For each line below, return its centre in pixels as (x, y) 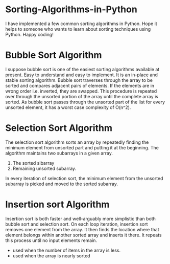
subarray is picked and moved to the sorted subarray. (62, 184)
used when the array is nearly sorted (51, 256)
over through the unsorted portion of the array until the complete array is (82, 96)
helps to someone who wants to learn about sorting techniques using (78, 29)
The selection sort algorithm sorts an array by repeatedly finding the (77, 142)
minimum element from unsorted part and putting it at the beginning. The (82, 147)
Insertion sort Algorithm (57, 204)
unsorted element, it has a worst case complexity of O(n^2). (68, 107)
